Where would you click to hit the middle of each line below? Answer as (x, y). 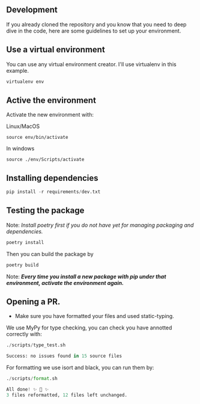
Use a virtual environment (56, 50)
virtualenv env (25, 81)
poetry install (25, 242)
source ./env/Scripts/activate (45, 160)
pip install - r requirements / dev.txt (53, 192)
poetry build (23, 265)
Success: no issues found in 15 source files (64, 356)
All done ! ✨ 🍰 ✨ (28, 390)
